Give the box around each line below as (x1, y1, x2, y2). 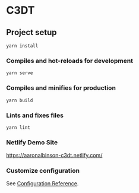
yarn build (6, 97, 33, 103)
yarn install (6, 43, 39, 49)
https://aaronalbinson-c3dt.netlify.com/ (6, 152, 103, 159)
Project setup (6, 27, 58, 37)
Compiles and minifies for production (6, 84, 116, 92)
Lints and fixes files (6, 111, 64, 119)
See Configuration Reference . (6, 180, 79, 187)
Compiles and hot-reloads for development (6, 56, 134, 65)
